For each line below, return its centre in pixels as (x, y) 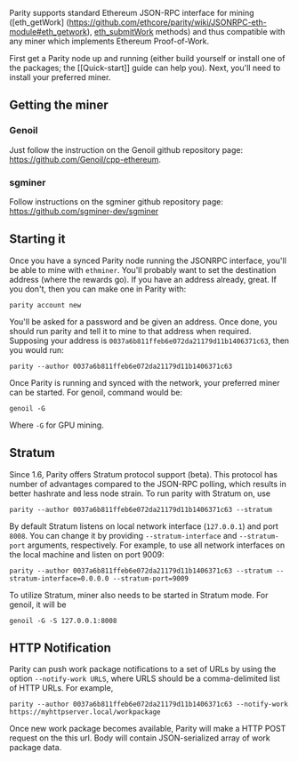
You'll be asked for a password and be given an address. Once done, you (143, 321)
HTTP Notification (60, 648)
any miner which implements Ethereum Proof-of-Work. (109, 41)
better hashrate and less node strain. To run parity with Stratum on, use (140, 493)
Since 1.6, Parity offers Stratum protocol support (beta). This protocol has (144, 474)
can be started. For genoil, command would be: (96, 392)
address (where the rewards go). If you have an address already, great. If (143, 279)
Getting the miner (59, 105)
